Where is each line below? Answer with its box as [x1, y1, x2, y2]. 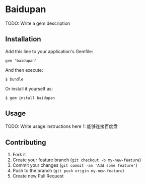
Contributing [5, 138, 46, 147]
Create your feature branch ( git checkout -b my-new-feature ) [12, 157, 141, 163]
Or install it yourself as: [5, 85, 53, 91]
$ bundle [5, 77, 24, 82]
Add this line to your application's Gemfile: [5, 48, 93, 54]
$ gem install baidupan [5, 95, 55, 101]
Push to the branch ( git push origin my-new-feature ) [12, 168, 124, 174]
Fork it [12, 152, 26, 158]
